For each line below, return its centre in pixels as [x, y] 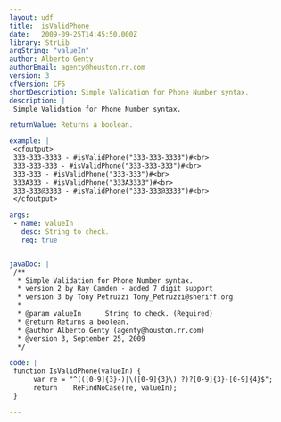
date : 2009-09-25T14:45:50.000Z [74, 34]
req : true [39, 240]
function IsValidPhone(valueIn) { [77, 371]
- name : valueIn [43, 224]
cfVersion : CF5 [37, 84]
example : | [29, 141]
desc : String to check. [65, 232]
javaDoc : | [29, 264]
